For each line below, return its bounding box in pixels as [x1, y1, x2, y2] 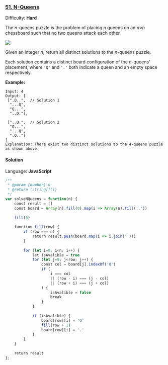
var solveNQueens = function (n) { [5, 197, 78, 202]
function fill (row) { [14, 225, 59, 230]
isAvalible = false [50, 290, 92, 295]
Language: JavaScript [5, 168, 52, 174]
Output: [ [5, 94, 26, 99]
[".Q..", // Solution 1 [7, 98, 59, 103]
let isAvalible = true [32, 252, 80, 257]
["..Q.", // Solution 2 [7, 120, 59, 125]
